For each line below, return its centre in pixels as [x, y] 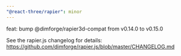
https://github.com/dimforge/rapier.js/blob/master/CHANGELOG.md [91, 46]
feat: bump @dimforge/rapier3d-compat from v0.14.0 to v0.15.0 [85, 29]
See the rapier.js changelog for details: [54, 40]
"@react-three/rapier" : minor [44, 12]
